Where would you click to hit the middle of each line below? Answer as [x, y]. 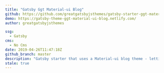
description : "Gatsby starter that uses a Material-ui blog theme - [76, 58]
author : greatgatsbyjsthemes [35, 23]
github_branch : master [28, 54]
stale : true [17, 63]
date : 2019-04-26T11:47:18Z [34, 50]
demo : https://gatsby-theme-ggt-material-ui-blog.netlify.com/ [71, 18]
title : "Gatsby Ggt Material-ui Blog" [44, 9]
